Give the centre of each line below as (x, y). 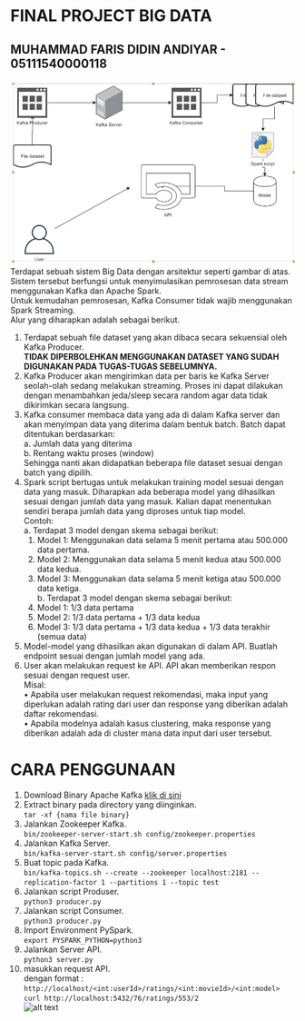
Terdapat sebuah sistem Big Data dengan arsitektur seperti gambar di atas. (151, 271)
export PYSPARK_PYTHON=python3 (83, 940)
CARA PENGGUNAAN (93, 769)
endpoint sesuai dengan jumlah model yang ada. (114, 656)
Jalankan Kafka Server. (67, 843)
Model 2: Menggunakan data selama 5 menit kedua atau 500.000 (159, 559)
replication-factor (60, 882)
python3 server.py (58, 959)
